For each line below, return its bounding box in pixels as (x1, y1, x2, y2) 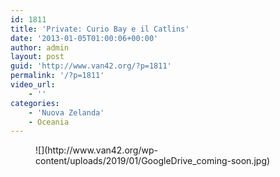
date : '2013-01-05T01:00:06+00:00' (10, 33, 159, 43)
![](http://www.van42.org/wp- (35, 144, 158, 156)
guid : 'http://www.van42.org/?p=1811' (10, 61, 172, 71)
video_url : (10, 80, 56, 90)
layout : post (10, 52, 65, 62)
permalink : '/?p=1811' (10, 71, 105, 81)
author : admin (10, 42, 70, 53)
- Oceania (28, 117, 70, 127)
